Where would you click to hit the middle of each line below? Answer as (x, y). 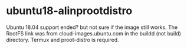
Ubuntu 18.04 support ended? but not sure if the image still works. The (92, 27)
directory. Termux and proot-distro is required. (63, 40)
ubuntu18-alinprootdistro (69, 11)
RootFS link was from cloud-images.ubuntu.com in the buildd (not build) (94, 33)
